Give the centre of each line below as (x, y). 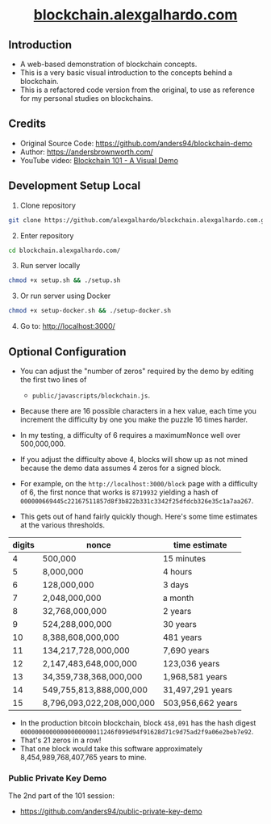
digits (23, 544)
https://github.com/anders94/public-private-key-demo (111, 811)
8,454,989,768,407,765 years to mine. (83, 757)
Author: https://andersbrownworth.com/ (86, 152)
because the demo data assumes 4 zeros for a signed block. (121, 468)
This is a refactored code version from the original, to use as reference (138, 90)
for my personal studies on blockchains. (86, 98)
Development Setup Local (75, 186)
